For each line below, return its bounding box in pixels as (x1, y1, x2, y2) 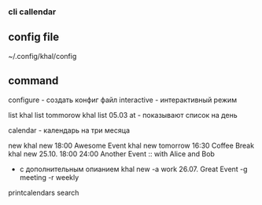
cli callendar (8, 6, 57, 17)
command (8, 74, 59, 88)
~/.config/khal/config (8, 51, 77, 60)
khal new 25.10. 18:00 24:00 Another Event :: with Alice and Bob (8, 148, 215, 159)
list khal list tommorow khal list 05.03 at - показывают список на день (8, 110, 238, 119)
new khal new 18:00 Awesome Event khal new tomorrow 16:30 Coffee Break (8, 141, 254, 150)
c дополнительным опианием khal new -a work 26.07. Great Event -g (19, 164, 248, 174)
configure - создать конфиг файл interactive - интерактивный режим (8, 95, 238, 104)
